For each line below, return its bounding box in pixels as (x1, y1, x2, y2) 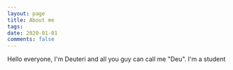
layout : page (7, 10, 45, 17)
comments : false (7, 36, 55, 43)
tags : (7, 23, 23, 30)
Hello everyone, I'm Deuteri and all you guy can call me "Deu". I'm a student (7, 55, 226, 63)
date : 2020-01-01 (7, 29, 58, 37)
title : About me (7, 17, 55, 24)
